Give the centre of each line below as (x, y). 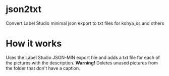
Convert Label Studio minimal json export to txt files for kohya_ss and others (85, 23)
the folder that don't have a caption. (43, 68)
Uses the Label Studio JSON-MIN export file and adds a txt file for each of (83, 57)
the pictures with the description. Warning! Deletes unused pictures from (82, 63)
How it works (34, 44)
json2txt (24, 9)
